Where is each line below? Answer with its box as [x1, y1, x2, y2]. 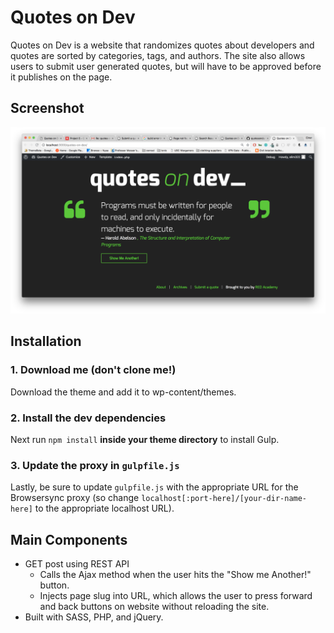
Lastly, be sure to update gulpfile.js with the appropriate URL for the [10, 481, 299, 493]
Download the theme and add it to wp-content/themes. [10, 386, 237, 398]
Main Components [10, 531, 128, 548]
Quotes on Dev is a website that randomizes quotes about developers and [10, 39, 315, 51]
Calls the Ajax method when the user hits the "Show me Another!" [39, 569, 312, 581]
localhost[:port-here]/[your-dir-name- [141, 494, 308, 504]
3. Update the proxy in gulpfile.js [10, 458, 180, 472]
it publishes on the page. [10, 71, 113, 83]
